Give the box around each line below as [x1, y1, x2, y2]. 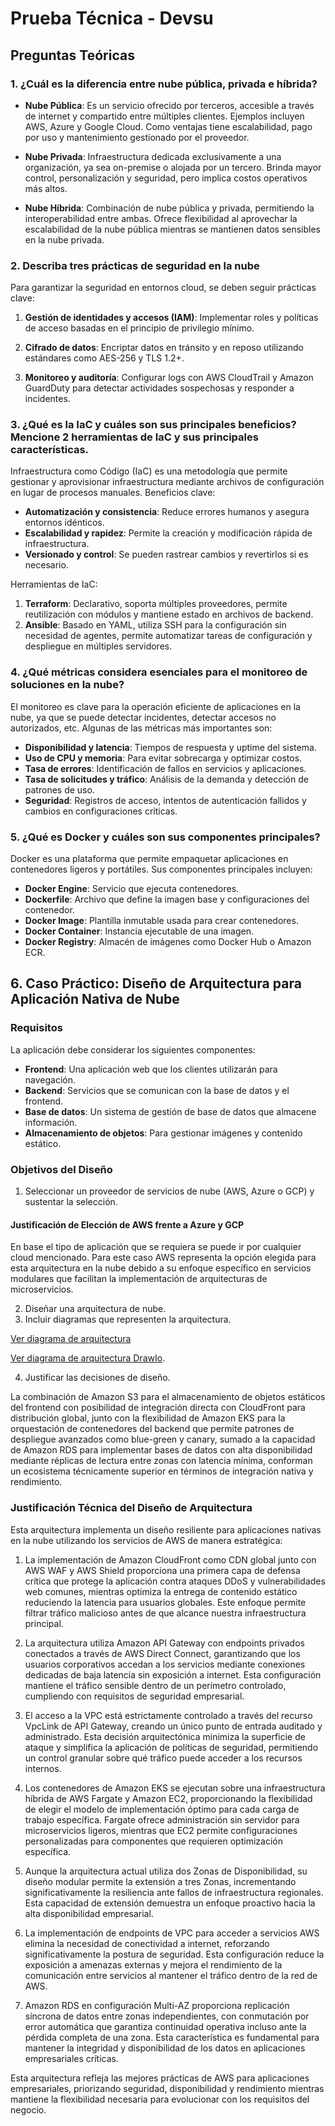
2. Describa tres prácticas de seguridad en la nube [10, 258, 260, 272]
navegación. [24, 1073, 77, 1086]
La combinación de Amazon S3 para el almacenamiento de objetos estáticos [10, 1391, 326, 1403]
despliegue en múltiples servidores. [24, 640, 173, 652]
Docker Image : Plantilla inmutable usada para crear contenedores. [24, 915, 299, 927]
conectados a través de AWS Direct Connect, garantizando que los [24, 1647, 301, 1659]
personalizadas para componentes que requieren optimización [24, 1835, 283, 1847]
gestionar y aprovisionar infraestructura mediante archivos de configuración [10, 476, 325, 488]
